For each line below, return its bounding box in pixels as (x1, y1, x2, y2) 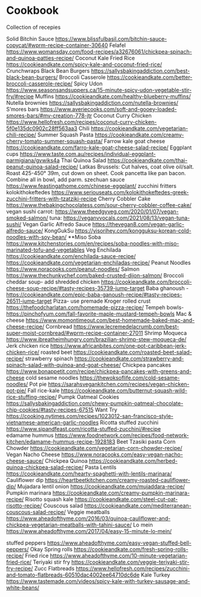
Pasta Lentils (85, 463, 117, 471)
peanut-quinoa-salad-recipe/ (6, 163, 79, 170)
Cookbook (6, 4, 59, 17)
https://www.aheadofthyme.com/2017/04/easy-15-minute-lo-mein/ (6, 527, 172, 534)
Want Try (95, 406, 118, 413)
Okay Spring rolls (29, 545, 73, 552)
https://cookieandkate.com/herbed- (89, 457, 178, 464)
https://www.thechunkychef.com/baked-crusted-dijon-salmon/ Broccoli (6, 271, 184, 279)
